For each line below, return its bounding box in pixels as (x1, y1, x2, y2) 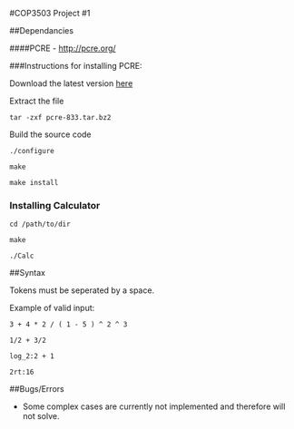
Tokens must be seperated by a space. (9, 285, 155, 296)
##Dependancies (9, 25, 74, 35)
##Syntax (9, 268, 46, 278)
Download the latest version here (9, 78, 133, 89)
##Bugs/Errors (9, 384, 65, 395)
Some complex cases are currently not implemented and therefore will (22, 401, 286, 412)
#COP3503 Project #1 (9, 8, 91, 18)
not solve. (22, 411, 61, 422)
